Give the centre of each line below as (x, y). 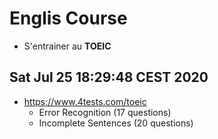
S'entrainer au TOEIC (67, 46)
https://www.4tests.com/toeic (85, 101)
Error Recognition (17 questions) (105, 112)
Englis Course (68, 18)
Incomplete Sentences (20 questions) (116, 123)
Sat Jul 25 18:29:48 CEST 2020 (109, 77)
